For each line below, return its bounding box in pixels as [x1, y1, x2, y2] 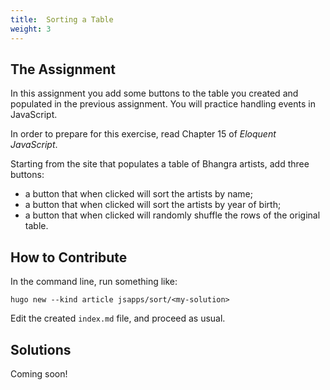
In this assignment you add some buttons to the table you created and [10, 87, 299, 100]
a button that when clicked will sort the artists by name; [24, 188, 253, 200]
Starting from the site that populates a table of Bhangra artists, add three [10, 158, 310, 170]
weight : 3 [10, 24, 52, 34]
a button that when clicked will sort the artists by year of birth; [24, 199, 282, 211]
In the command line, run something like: [10, 276, 178, 288]
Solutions [10, 341, 72, 358]
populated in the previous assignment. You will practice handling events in [10, 98, 316, 110]
